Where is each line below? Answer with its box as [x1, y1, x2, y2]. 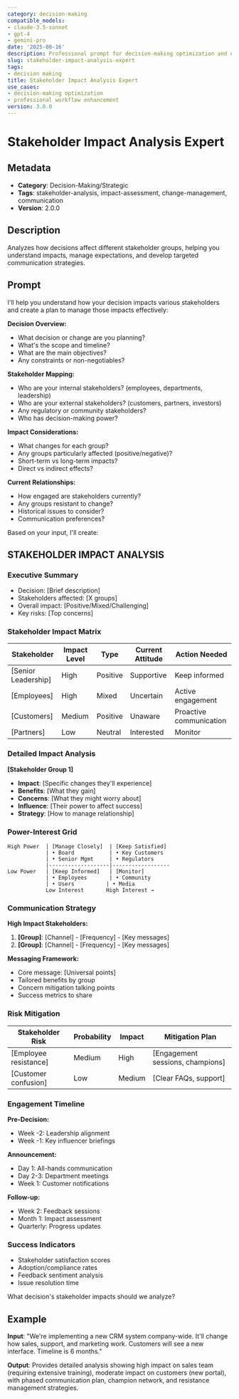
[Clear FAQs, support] [152, 1073, 225, 1083]
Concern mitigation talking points [17, 984, 115, 992]
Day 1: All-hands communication [17, 1164, 112, 1172]
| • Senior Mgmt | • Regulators [45, 855, 154, 863]
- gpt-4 [7, 30, 31, 38]
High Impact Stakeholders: [7, 920, 88, 928]
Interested [129, 727, 164, 737]
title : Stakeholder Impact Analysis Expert [7, 76, 139, 84]
